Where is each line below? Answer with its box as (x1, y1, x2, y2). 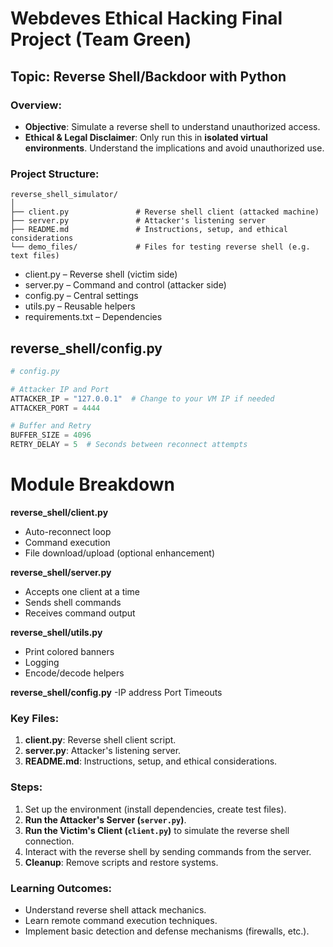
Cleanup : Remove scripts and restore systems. (24, 856, 219, 868)
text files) (10, 251, 60, 261)
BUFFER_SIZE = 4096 (10, 430, 92, 441)
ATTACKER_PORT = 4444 (10, 403, 101, 413)
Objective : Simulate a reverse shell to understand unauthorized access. (24, 120, 321, 132)
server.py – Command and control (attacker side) (24, 279, 227, 291)
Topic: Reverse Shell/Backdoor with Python (10, 68, 287, 85)
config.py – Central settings (24, 290, 139, 302)
